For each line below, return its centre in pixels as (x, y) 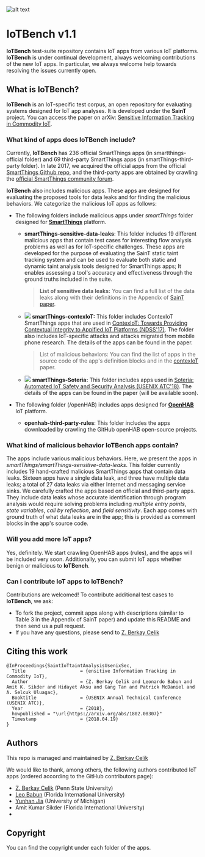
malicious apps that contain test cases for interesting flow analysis (108, 240)
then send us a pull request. (50, 626)
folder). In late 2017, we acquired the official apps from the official (103, 166)
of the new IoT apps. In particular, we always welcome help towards (92, 63)
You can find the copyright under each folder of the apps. (79, 848)
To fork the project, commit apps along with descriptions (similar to (99, 613)
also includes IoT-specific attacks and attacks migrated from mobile (110, 336)
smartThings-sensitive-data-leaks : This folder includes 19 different (110, 234)
